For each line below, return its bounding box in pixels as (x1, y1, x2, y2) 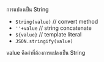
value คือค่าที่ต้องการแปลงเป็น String (6, 49, 86, 56)
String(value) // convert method (15, 18, 98, 25)
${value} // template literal (15, 31, 82, 38)
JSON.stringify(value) (15, 38, 73, 44)
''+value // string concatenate (15, 24, 92, 32)
